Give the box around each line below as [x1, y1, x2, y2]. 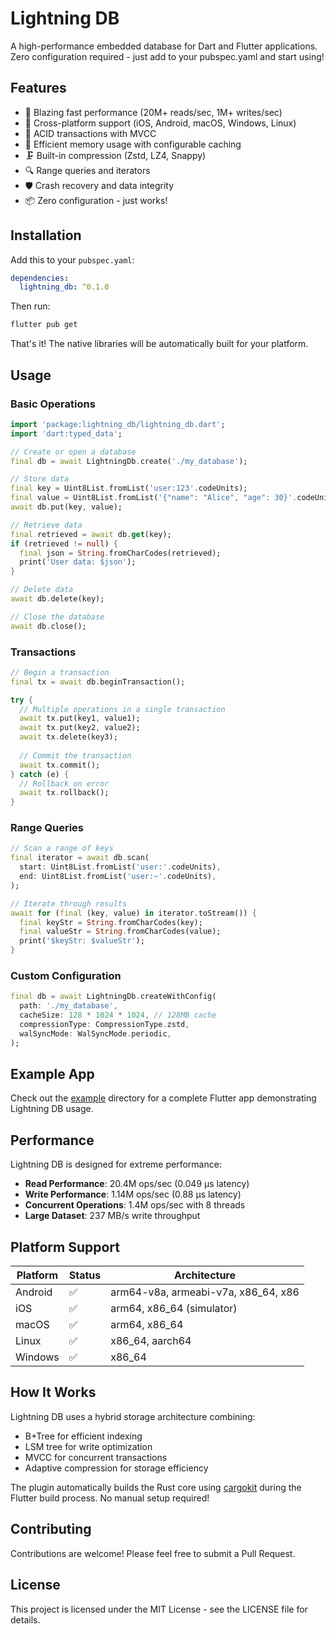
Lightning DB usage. [10, 1103, 94, 1115]
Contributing [10, 1521, 92, 1538]
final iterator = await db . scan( [10, 853, 150, 863]
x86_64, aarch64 [110, 1334, 192, 1348]
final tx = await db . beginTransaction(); [10, 677, 186, 687]
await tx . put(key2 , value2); [19, 723, 141, 733]
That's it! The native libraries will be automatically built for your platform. [10, 338, 309, 350]
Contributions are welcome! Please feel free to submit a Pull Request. [10, 1547, 296, 1559]
